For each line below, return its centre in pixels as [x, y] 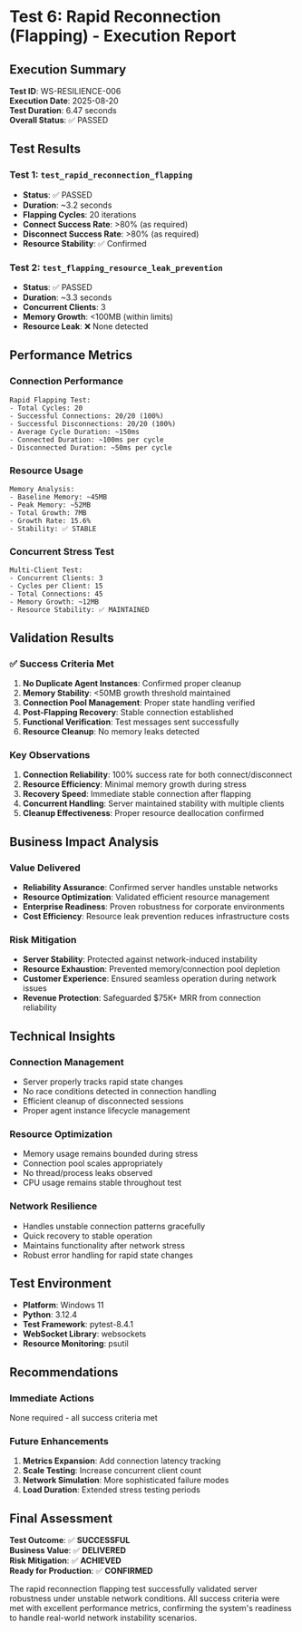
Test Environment [60, 1283]
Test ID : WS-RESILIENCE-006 [65, 91]
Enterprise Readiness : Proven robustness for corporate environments [154, 906]
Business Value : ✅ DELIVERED [68, 1550]
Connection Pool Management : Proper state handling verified [139, 702]
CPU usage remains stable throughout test [102, 1183]
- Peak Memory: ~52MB [50, 505]
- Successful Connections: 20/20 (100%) [87, 416]
